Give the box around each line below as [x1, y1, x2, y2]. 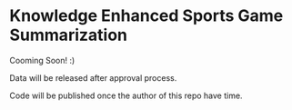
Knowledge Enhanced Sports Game [9, 5, 284, 26]
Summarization [9, 25, 127, 45]
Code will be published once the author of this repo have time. [9, 90, 243, 101]
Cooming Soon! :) [9, 55, 76, 65]
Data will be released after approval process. [9, 72, 177, 83]
